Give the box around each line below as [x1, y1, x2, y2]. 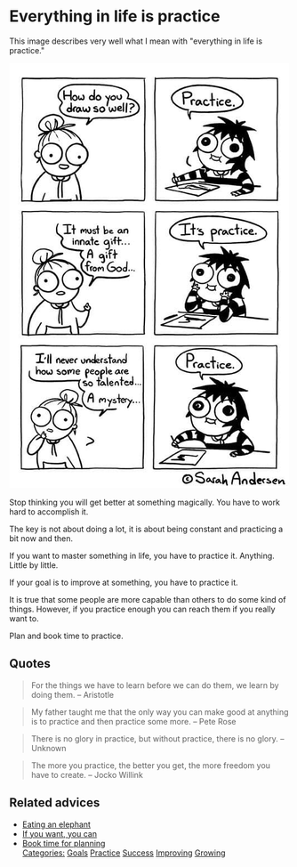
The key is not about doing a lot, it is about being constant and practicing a [9, 523, 284, 534]
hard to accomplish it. [9, 506, 89, 517]
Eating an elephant [21, 819, 92, 830]
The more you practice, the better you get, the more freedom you [30, 759, 271, 771]
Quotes [9, 656, 52, 671]
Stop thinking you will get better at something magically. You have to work [9, 497, 280, 507]
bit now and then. [9, 532, 74, 544]
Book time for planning [21, 838, 106, 848]
